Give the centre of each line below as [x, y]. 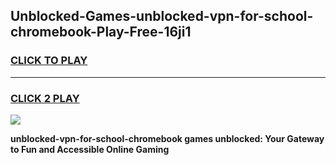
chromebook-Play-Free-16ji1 [101, 32]
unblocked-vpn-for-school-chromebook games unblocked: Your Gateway [167, 138]
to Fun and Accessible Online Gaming [90, 149]
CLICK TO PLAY [49, 61]
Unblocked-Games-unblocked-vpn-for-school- [162, 16]
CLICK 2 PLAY [45, 98]
